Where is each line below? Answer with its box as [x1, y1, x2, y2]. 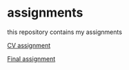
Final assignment [7, 54, 56, 63]
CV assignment [7, 41, 50, 49]
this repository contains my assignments [7, 28, 123, 36]
